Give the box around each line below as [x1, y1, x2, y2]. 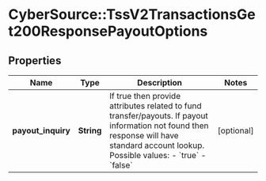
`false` [109, 160, 133, 171]
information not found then [109, 120, 209, 131]
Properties [8, 54, 62, 67]
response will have [109, 130, 180, 141]
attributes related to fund [109, 100, 202, 111]
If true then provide [109, 91, 180, 101]
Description [137, 77, 183, 88]
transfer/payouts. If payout [109, 111, 208, 121]
